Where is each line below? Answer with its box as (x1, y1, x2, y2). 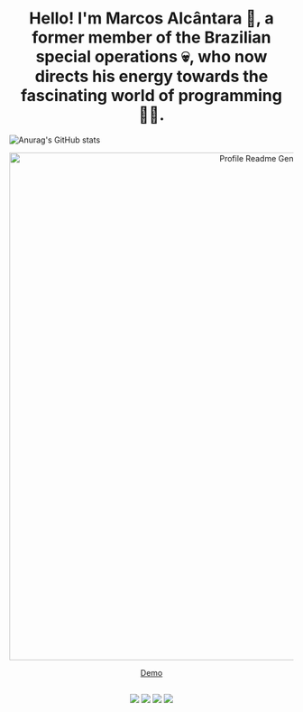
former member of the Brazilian (31, 27, 272, 48)
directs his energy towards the (34, 67, 269, 87)
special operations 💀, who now (35, 47, 268, 67)
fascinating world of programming (21, 86, 282, 106)
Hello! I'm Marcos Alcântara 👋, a (29, 8, 274, 29)
